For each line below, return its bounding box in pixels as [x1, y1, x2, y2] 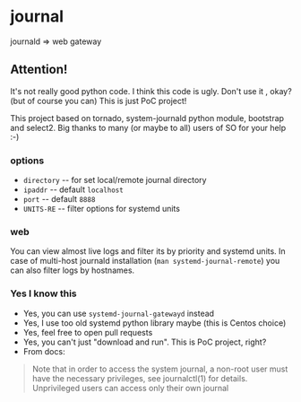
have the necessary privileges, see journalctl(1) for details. [31, 372, 248, 383]
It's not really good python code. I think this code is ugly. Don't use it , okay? [10, 85, 292, 96]
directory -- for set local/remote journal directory [22, 175, 207, 186]
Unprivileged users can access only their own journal [31, 382, 229, 393]
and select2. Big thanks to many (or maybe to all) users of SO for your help [10, 122, 287, 133]
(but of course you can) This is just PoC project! [10, 95, 187, 106]
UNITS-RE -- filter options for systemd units [22, 204, 180, 214]
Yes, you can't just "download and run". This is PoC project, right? [22, 336, 267, 347]
